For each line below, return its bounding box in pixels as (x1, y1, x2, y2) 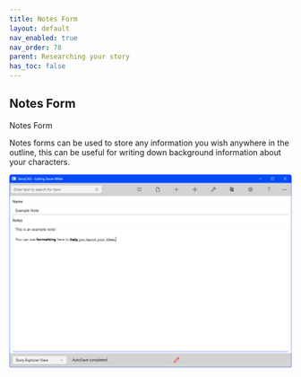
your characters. (9, 156, 71, 167)
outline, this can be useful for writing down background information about (9, 146, 282, 157)
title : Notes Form (9, 14, 78, 23)
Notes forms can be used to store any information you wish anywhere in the (9, 137, 289, 148)
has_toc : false (9, 62, 66, 71)
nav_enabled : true (9, 33, 78, 42)
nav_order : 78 (9, 43, 63, 52)
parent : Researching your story (9, 52, 130, 62)
